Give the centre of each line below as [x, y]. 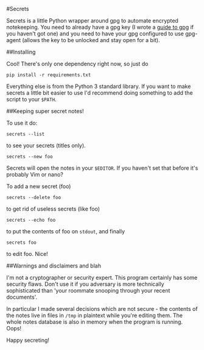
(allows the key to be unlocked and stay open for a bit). [91, 40]
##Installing [21, 52]
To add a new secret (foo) [39, 186]
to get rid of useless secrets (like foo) [53, 209]
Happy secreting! [28, 340]
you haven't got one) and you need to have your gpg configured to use [95, 34]
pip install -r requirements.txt [49, 75]
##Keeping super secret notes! [45, 111]
